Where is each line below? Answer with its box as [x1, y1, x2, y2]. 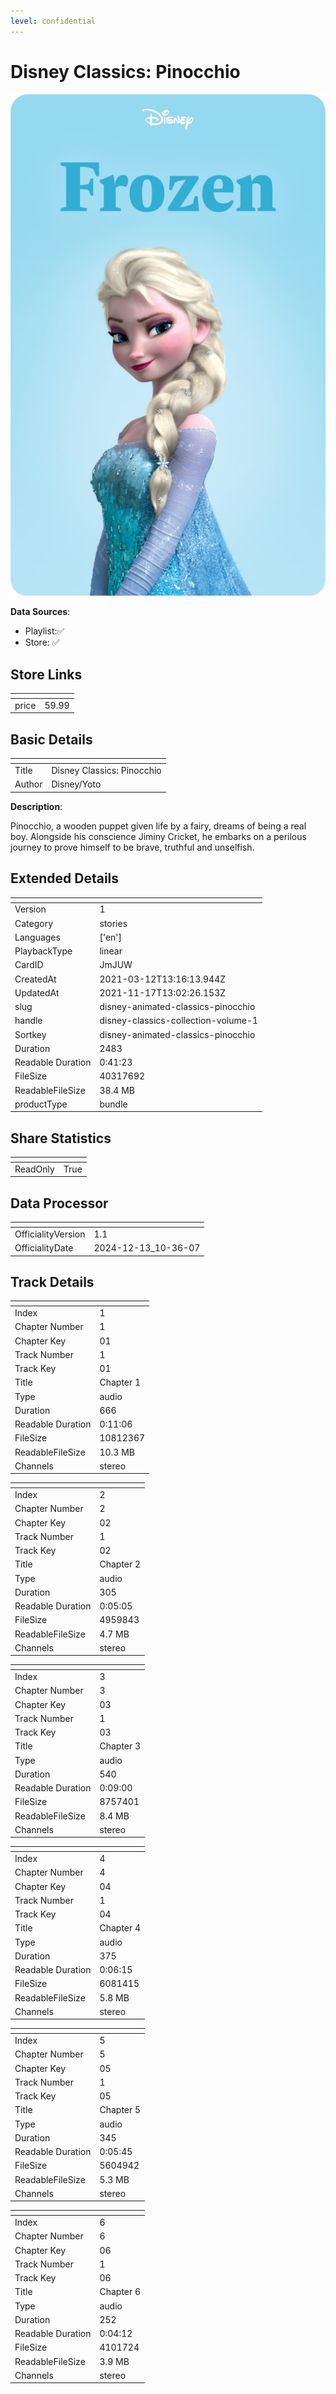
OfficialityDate [14, 1242, 74, 1254]
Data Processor [10, 1195, 109, 1212]
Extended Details [10, 870, 120, 887]
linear [99, 945, 123, 957]
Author [14, 778, 43, 790]
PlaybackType [14, 945, 73, 957]
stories [99, 917, 128, 929]
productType [14, 1098, 68, 1110]
